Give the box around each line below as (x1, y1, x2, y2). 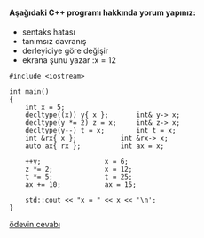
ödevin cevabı (9, 219, 60, 230)
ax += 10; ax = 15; (25, 180, 137, 189)
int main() (9, 88, 50, 96)
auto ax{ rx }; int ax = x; (25, 142, 165, 150)
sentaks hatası (21, 27, 75, 37)
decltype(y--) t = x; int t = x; (25, 127, 177, 135)
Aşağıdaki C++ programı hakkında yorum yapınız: (9, 7, 197, 18)
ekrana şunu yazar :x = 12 (21, 55, 117, 65)
